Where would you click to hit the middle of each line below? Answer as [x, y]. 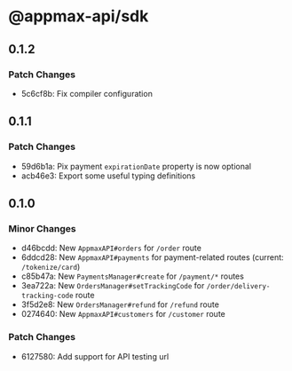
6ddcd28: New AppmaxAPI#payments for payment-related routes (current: [153, 257]
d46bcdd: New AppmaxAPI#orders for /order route [111, 248]
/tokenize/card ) [51, 267]
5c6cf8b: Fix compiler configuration [87, 93]
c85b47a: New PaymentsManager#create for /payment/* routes [133, 276]
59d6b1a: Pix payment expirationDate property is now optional [136, 166]
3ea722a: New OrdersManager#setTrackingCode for [113, 286]
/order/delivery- [238, 287]
